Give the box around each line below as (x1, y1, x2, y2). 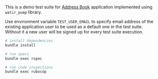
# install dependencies (5, 38, 53, 43)
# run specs (5, 51, 29, 56)
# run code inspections (5, 65, 53, 70)
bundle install (5, 43, 36, 47)
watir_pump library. (5, 9, 42, 15)
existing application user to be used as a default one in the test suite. (5, 24, 143, 30)
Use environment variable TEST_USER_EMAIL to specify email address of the (5, 19, 154, 24)
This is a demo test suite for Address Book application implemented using (5, 4, 153, 10)
